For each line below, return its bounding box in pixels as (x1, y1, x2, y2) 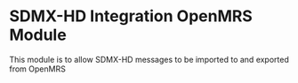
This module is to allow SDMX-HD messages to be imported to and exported (9, 54, 289, 64)
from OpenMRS (9, 64, 67, 74)
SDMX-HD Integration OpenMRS (9, 6, 254, 26)
